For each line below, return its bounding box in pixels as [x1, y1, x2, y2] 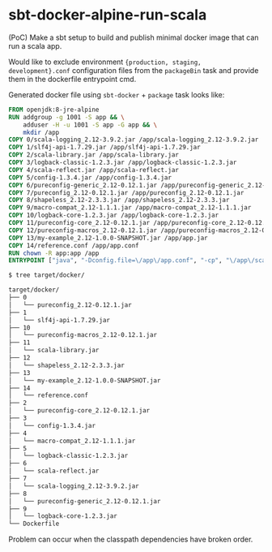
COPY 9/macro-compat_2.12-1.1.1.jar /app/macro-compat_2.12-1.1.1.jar [8, 204, 252, 212]
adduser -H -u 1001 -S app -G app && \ [23, 120, 158, 129]
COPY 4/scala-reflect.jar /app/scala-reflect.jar [8, 166, 180, 174]
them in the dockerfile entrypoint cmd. [8, 74, 137, 84]
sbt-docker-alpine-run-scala [8, 6, 207, 24]
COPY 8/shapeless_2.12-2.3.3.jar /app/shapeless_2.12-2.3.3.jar [8, 196, 230, 205]
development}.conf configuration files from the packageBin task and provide [8, 65, 259, 75]
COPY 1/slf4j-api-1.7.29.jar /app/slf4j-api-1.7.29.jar [8, 144, 201, 152]
